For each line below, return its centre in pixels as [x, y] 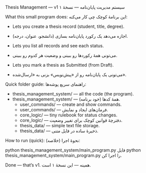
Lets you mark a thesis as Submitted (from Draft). [63, 65]
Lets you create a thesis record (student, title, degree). [68, 26]
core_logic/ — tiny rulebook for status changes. [69, 115]
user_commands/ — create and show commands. [71, 104]
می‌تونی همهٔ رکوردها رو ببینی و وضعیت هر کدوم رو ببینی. [65, 55]
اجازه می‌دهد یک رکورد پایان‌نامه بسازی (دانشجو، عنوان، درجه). [70, 36]
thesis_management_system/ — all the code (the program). [73, 94]
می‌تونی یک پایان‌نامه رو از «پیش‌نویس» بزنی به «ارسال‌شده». [69, 75]
